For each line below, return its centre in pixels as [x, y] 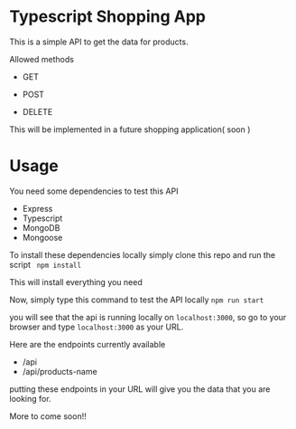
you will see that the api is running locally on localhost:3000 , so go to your [148, 317]
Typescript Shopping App [107, 17]
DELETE [37, 111]
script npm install [46, 264]
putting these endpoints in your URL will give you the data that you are [140, 389]
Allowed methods [42, 59]
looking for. [30, 398]
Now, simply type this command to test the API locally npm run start [137, 300]
